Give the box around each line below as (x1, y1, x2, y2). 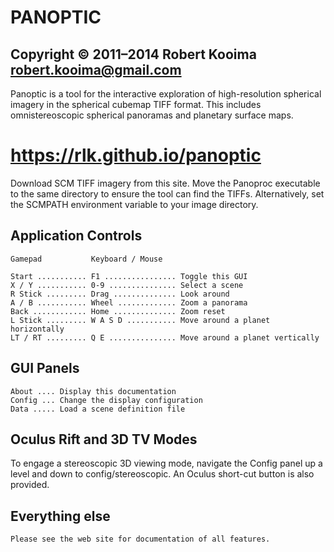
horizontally (10, 324, 65, 334)
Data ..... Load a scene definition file (10, 404, 186, 414)
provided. (10, 479, 50, 491)
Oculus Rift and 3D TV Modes (10, 431, 198, 448)
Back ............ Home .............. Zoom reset (10, 306, 226, 316)
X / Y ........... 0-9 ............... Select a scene (10, 280, 244, 290)
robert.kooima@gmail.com (10, 61, 182, 78)
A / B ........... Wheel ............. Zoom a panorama (10, 297, 248, 308)
